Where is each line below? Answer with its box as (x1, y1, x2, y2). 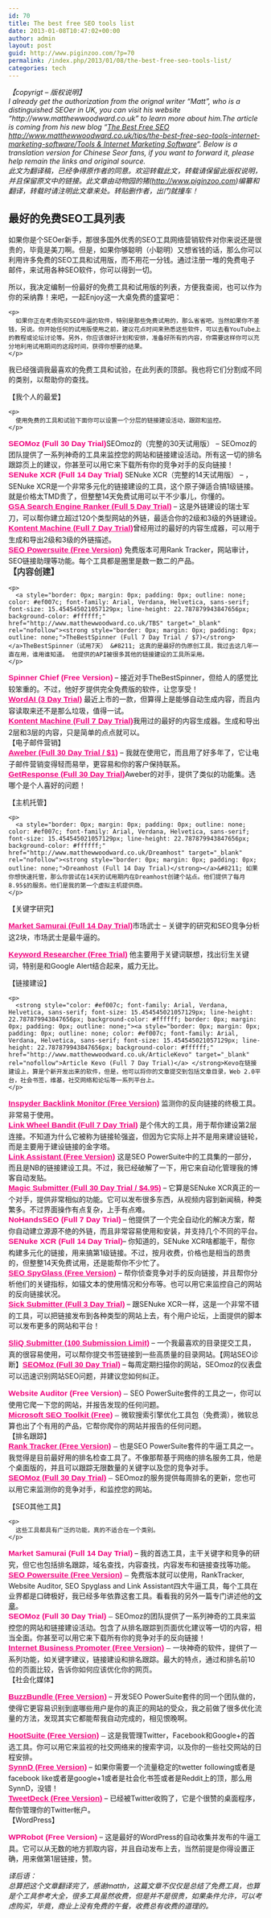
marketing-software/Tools (8, 138, 95, 149)
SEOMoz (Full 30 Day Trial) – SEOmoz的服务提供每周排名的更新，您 (8, 1473, 243, 1482)
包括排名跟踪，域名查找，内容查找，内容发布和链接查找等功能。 (43, 1560, 255, 1569)
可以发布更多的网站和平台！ (8, 1321, 101, 1331)
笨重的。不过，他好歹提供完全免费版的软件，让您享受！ (14, 684, 199, 694)
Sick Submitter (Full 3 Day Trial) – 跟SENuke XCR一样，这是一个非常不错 (8, 1300, 260, 1309)
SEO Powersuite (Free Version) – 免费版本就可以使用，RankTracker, (8, 1569, 244, 1579)
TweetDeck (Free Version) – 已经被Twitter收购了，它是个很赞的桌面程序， (8, 1793, 260, 1804)
